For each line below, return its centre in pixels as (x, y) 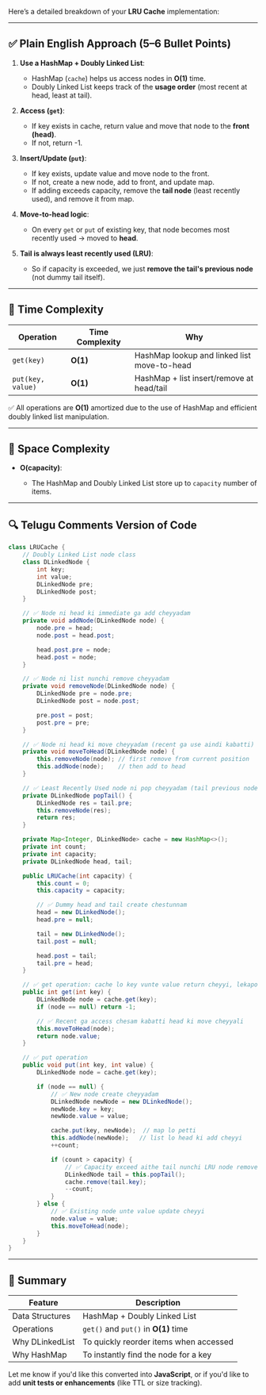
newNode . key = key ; (82, 1109)
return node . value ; (69, 1036)
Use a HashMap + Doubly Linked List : (82, 63)
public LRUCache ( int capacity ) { (78, 876)
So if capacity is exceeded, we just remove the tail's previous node (142, 268)
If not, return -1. (57, 143)
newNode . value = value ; (89, 1116)
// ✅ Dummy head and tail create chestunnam (112, 905)
